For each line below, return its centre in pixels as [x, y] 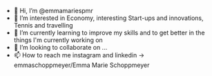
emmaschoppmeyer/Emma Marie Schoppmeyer [81, 65]
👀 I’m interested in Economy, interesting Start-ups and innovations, [108, 18]
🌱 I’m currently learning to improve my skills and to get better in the [109, 32]
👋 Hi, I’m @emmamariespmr [53, 11]
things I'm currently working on [58, 40]
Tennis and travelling [44, 25]
